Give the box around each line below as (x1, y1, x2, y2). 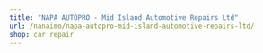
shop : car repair (9, 30, 75, 39)
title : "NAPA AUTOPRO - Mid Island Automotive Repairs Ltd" (9, 13, 240, 22)
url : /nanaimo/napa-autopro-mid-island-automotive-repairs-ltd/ (9, 22, 255, 31)
